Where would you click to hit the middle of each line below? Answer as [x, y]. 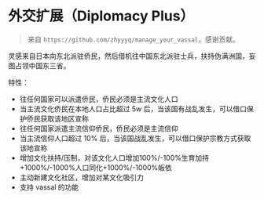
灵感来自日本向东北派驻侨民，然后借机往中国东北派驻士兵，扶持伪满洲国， [128, 56]
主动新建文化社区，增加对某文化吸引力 [81, 177]
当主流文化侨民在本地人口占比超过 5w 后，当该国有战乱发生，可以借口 [133, 109]
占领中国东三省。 [42, 65]
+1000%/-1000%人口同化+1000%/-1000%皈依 [96, 167]
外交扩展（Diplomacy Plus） [101, 16]
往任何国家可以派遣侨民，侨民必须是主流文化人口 [99, 99]
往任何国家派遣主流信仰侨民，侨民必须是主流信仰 [99, 128]
